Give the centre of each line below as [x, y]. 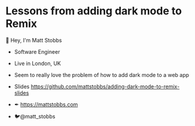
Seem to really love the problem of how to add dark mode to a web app [101, 75]
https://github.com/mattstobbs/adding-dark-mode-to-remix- [105, 86]
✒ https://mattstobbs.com [46, 104]
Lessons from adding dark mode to [94, 11]
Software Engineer [37, 51]
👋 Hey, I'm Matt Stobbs [34, 40]
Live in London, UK [38, 63]
